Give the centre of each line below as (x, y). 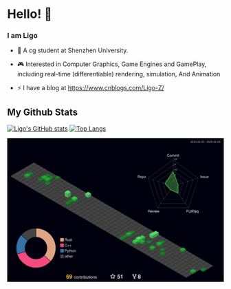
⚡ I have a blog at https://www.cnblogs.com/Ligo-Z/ (91, 88)
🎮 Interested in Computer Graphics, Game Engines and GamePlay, (112, 64)
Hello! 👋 (30, 14)
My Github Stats (42, 112)
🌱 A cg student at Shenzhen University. (73, 50)
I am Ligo (22, 36)
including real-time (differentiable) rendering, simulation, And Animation (119, 74)
